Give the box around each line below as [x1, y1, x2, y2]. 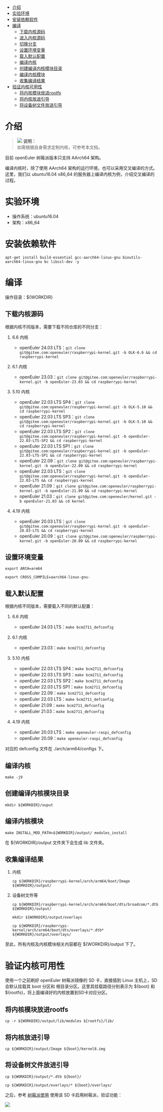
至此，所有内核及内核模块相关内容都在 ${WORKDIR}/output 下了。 [5, 941, 138, 947]
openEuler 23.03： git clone [19, 374, 77, 380]
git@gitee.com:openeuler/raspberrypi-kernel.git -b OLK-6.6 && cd [19, 350, 157, 355]
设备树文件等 [12, 892, 38, 898]
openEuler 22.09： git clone [19, 458, 77, 463]
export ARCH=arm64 [5, 566, 42, 571]
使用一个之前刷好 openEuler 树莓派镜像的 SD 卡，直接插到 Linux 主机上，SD [5, 977, 158, 983]
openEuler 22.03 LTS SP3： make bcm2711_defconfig [19, 672, 123, 678]
